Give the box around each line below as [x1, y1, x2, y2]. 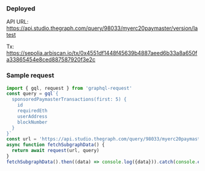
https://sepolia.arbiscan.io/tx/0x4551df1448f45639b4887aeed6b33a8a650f [6, 49, 198, 57]
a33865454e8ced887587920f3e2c [6, 56, 96, 64]
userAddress [17, 113, 48, 120]
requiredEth [17, 108, 48, 114]
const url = [6, 136, 37, 142]
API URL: [6, 18, 29, 26]
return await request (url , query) [12, 148, 99, 154]
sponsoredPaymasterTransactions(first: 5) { [12, 96, 127, 103]
